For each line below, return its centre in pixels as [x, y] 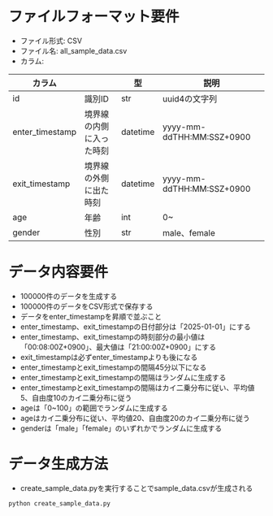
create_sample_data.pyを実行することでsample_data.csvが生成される [136, 488]
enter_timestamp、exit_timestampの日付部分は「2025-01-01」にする [135, 327]
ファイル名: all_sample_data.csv [74, 50]
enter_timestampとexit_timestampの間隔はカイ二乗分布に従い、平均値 [137, 388]
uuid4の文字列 [190, 98]
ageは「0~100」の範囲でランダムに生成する [94, 408]
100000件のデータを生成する [69, 296]
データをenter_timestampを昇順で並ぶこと [91, 316]
